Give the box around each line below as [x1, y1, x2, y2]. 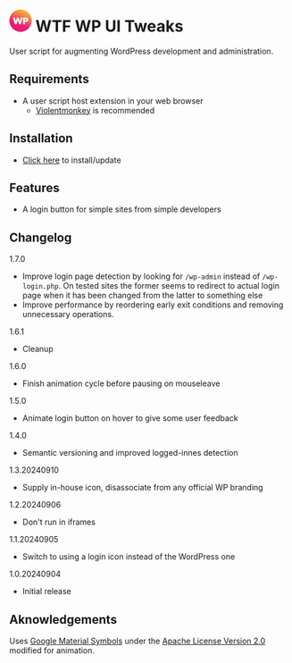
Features [9, 180, 60, 196]
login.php [21, 282, 60, 291]
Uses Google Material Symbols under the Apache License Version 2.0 [9, 635, 266, 646]
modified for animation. [9, 645, 96, 656]
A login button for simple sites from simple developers [21, 204, 221, 214]
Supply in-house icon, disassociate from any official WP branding [21, 483, 263, 493]
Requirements [9, 71, 89, 87]
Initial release [21, 586, 71, 597]
